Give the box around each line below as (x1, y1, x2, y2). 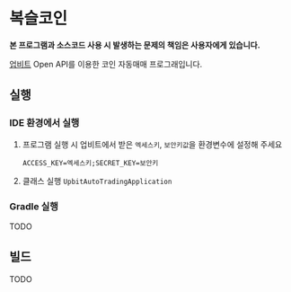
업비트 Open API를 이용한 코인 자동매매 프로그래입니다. (9, 58, 203, 69)
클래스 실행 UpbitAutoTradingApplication (22, 175, 172, 186)
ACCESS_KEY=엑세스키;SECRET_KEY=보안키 (22, 158, 159, 167)
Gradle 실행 (9, 199, 58, 212)
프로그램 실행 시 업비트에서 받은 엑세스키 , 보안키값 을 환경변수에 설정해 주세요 (22, 138, 283, 149)
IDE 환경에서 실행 (9, 117, 80, 129)
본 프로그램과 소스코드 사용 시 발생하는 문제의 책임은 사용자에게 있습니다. (9, 40, 260, 50)
